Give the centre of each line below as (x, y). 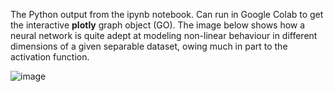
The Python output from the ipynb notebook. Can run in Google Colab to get (167, 14)
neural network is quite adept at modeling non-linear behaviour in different (164, 35)
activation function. (50, 57)
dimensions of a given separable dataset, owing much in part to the (149, 46)
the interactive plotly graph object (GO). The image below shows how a (158, 25)
